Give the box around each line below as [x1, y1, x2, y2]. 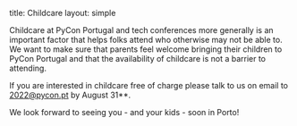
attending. [9, 63, 47, 73]
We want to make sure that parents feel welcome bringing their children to [9, 44, 283, 55]
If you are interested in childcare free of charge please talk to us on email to [9, 80, 289, 90]
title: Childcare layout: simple [9, 8, 116, 18]
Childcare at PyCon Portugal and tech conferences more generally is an [9, 25, 275, 35]
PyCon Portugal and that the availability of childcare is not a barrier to [9, 54, 267, 63]
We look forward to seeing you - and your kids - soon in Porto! [9, 107, 240, 117]
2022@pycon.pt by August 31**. [9, 89, 132, 100]
